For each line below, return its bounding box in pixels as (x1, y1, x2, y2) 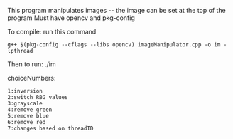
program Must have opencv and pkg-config (7, 14, 135, 22)
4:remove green (7, 106, 53, 113)
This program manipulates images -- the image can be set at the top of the (7, 6, 226, 14)
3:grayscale (7, 100, 43, 107)
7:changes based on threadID (7, 125, 94, 132)
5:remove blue (7, 113, 50, 120)
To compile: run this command (7, 28, 97, 36)
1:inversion (7, 88, 43, 95)
